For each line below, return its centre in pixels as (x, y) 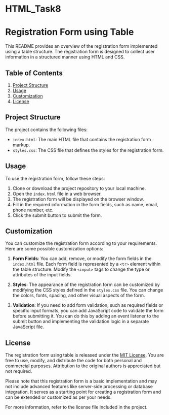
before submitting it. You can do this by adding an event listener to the (86, 316)
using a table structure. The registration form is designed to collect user (80, 52)
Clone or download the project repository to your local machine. (79, 188)
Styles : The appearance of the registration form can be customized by (86, 284)
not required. (19, 371)
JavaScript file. (28, 327)
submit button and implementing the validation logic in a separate (81, 322)
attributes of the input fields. (42, 275)
